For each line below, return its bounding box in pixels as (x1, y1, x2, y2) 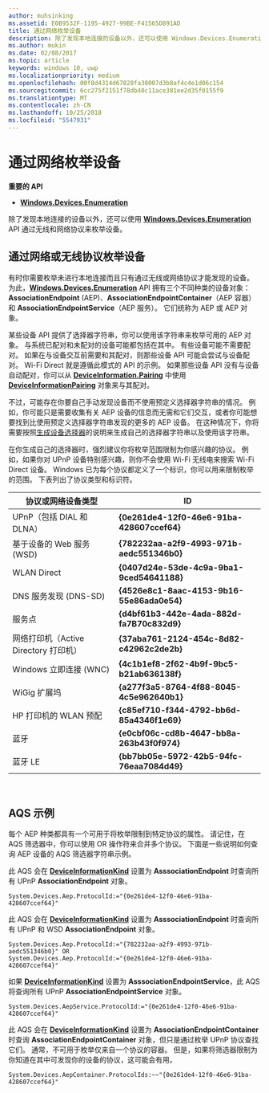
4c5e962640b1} (118, 691, 183, 703)
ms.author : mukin (8, 42, 66, 50)
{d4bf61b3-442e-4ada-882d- (118, 608, 243, 619)
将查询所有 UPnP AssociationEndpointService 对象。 (8, 987, 187, 997)
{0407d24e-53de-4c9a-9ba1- (118, 561, 244, 573)
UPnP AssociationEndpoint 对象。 (17, 876, 132, 886)
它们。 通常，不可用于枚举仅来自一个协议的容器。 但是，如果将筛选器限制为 (8, 1045, 258, 1054)
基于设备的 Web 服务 (12, 538, 90, 549)
